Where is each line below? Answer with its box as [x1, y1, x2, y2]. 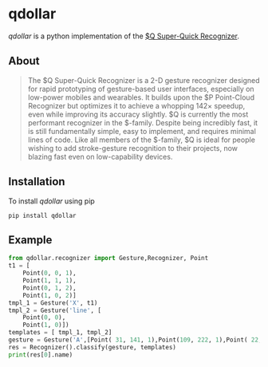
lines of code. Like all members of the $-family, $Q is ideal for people [27, 135, 255, 144]
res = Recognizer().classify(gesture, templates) [8, 343, 177, 351]
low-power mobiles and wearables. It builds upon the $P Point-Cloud [27, 93, 255, 102]
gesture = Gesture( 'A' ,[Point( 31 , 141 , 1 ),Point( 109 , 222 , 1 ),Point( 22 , [8, 336, 262, 344]
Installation [8, 175, 65, 188]
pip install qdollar [8, 211, 77, 219]
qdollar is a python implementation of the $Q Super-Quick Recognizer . [8, 31, 240, 41]
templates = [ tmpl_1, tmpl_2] [8, 329, 112, 337]
